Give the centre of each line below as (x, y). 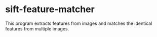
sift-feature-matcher (50, 9)
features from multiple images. (37, 28)
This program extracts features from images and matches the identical (79, 23)
